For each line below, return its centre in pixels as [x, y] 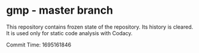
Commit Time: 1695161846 [39, 45]
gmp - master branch [60, 10]
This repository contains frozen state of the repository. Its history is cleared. [99, 27]
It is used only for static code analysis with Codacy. [69, 33]
